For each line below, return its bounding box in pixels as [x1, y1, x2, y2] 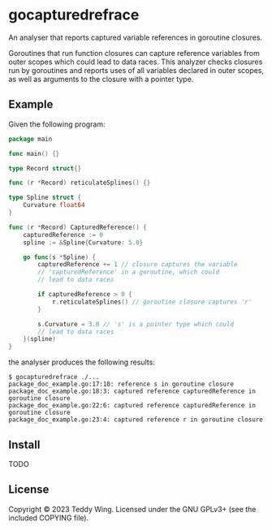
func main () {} [8, 149, 60, 157]
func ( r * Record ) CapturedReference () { [8, 223, 148, 231]
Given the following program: [8, 119, 106, 129]
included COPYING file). [8, 513, 89, 523]
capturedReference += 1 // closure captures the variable [37, 261, 238, 269]
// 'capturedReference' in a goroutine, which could [37, 268, 220, 277]
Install [8, 437, 41, 451]
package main [8, 135, 53, 143]
